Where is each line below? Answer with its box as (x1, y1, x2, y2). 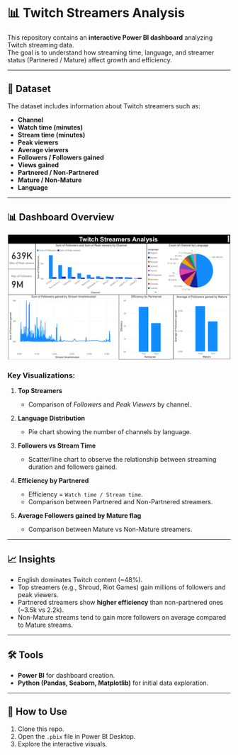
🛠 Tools (7, 649, 44, 661)
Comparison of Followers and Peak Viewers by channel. (28, 400, 192, 409)
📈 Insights (7, 553, 56, 565)
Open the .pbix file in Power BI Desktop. (17, 732, 136, 740)
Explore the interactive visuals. (17, 739, 108, 748)
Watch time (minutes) (17, 123, 84, 131)
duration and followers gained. (28, 462, 118, 471)
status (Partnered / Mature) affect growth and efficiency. (7, 55, 172, 64)
